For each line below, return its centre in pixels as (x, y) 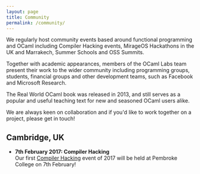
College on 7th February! (45, 164)
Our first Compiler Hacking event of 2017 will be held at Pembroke (96, 158)
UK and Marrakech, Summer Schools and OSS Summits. (75, 52)
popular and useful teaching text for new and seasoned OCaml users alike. (98, 101)
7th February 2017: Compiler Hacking (62, 152)
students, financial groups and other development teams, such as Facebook (100, 77)
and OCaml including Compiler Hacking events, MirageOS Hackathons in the (100, 46)
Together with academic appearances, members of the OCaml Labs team (96, 64)
